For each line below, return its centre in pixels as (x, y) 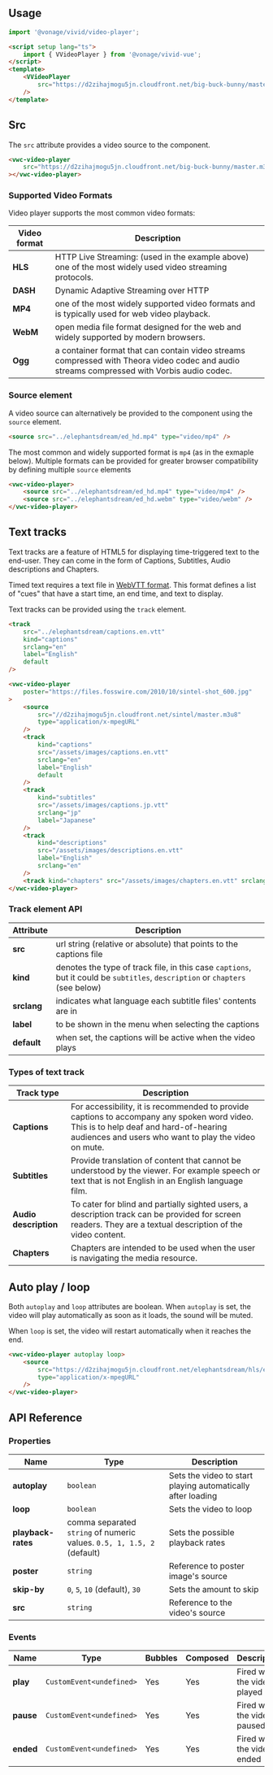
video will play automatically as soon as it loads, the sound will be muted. (131, 1315)
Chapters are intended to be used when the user (163, 1248)
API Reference (45, 1418)
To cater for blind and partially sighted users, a (159, 1204)
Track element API (45, 909)
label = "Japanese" (67, 820)
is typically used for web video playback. (133, 314)
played (249, 1692)
